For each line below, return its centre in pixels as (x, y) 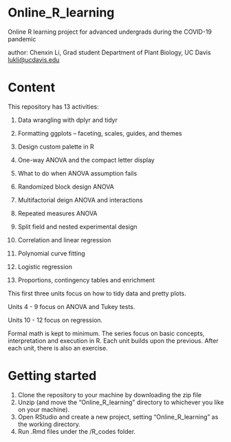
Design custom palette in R (56, 147)
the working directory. (49, 424)
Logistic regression (45, 266)
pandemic (22, 39)
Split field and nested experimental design (77, 227)
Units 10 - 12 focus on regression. (55, 320)
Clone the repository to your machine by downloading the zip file (110, 394)
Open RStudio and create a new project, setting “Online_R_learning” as (118, 417)
